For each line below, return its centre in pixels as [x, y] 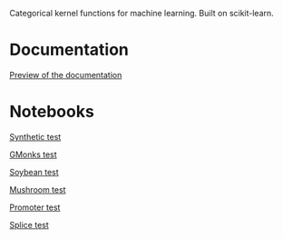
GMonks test [33, 154]
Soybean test [34, 172]
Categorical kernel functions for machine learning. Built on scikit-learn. [141, 13]
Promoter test [35, 207]
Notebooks [52, 112]
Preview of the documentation [66, 75]
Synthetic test [35, 136]
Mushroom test [38, 189]
